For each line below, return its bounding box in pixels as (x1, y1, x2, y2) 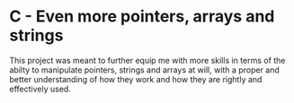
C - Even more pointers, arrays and (9, 6, 275, 27)
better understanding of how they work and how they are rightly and (9, 73, 263, 84)
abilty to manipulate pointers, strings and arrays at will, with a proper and (9, 64, 281, 75)
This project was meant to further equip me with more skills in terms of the (9, 55, 286, 65)
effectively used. (9, 83, 72, 94)
